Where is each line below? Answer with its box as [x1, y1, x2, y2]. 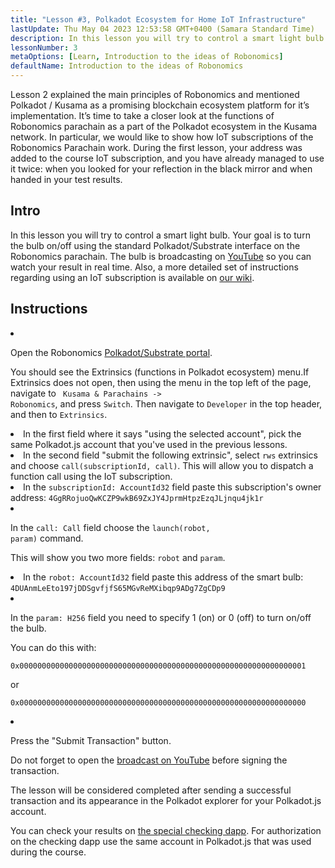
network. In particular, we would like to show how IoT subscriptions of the [10, 131, 314, 143]
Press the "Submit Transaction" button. [10, 734, 172, 746]
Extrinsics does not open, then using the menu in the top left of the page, [10, 376, 312, 388]
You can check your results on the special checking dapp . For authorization [10, 824, 322, 836]
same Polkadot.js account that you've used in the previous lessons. [10, 438, 288, 450]
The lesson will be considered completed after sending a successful [10, 784, 292, 796]
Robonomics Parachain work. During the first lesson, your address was [10, 142, 303, 153]
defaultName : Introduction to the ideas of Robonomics [10, 61, 244, 71]
